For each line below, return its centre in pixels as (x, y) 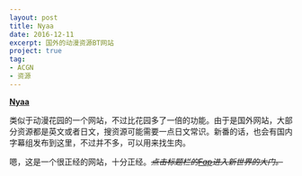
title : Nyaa (31, 26)
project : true (36, 51)
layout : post (34, 18)
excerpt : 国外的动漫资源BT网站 (62, 43)
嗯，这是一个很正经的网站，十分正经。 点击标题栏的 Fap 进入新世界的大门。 (146, 162)
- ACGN (22, 68)
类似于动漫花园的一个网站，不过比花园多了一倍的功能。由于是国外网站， (143, 120)
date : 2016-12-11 (42, 34)
